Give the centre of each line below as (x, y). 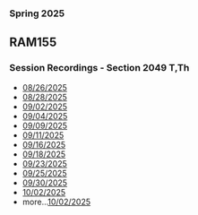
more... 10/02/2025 (56, 202)
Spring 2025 (37, 13)
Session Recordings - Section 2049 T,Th (99, 68)
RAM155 (33, 43)
